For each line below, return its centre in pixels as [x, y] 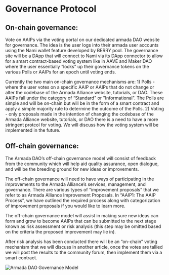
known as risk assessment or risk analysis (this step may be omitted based [83, 226]
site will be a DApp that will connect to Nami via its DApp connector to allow [84, 56]
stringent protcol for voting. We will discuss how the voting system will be [82, 125]
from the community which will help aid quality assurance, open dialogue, [82, 164]
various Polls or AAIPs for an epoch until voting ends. [61, 72]
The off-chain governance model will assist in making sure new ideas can [82, 215]
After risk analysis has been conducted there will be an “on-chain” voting [81, 242]
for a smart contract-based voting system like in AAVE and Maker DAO [79, 61]
